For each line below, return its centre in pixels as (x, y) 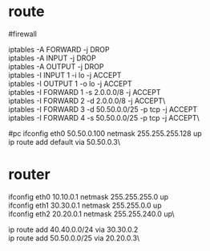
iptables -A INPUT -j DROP (52, 58)
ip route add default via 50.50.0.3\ (65, 142)
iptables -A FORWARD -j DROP (59, 49)
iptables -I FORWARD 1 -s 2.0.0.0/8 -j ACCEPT (85, 92)
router (29, 175)
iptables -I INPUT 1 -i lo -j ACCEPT (65, 75)
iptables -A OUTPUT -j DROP (56, 66)
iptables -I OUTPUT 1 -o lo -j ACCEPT (70, 84)
